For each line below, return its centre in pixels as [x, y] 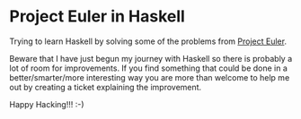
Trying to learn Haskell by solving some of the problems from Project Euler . [148, 41]
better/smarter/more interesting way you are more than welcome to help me [150, 77]
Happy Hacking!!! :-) [47, 104]
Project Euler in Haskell [97, 17]
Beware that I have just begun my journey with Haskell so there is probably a [151, 58]
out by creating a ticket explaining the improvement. [106, 87]
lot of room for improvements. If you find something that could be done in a [148, 68]
